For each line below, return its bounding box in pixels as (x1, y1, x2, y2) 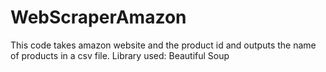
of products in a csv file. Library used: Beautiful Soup (10, 49, 230, 61)
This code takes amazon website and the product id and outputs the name (10, 39, 317, 51)
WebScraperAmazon (10, 6, 187, 29)
